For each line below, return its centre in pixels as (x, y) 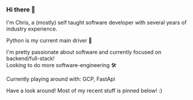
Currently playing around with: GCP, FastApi (61, 79)
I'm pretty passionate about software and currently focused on (84, 52)
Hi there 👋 (21, 10)
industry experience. (32, 29)
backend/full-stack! (31, 59)
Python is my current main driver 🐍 (49, 41)
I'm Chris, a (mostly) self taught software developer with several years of (96, 23)
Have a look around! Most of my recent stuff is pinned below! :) (84, 91)
